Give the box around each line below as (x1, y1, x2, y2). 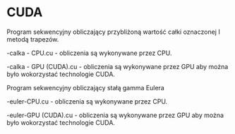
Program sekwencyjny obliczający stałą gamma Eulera (6, 83, 165, 92)
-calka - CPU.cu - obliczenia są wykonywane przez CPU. (6, 49, 172, 57)
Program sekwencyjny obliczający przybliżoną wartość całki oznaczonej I (6, 28, 220, 36)
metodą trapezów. (6, 35, 59, 43)
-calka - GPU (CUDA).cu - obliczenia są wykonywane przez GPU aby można (6, 62, 229, 71)
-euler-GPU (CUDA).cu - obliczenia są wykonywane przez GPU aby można (6, 111, 224, 119)
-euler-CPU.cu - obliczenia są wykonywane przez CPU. (6, 97, 168, 106)
